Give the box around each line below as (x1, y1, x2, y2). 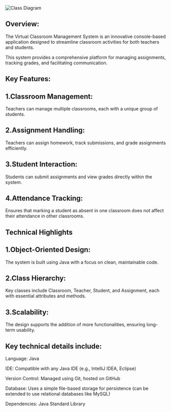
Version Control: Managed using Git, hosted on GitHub (5, 376, 121, 382)
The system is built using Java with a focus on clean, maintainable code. (5, 259, 159, 265)
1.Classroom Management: (5, 92, 93, 101)
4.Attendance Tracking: (5, 194, 83, 203)
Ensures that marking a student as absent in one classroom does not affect (5, 208, 164, 214)
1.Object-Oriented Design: (5, 246, 91, 254)
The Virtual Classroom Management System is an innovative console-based (5, 33, 166, 40)
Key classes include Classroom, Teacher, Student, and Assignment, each (5, 288, 160, 294)
